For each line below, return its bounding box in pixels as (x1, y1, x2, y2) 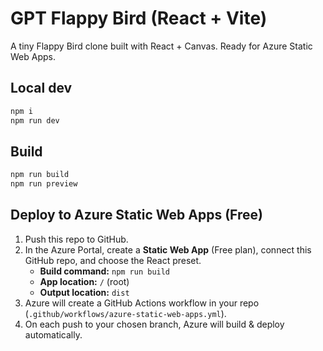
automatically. (24, 328, 83, 341)
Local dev (10, 80, 73, 97)
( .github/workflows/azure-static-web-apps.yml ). (24, 307, 227, 319)
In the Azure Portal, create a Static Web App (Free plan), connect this (24, 243, 312, 256)
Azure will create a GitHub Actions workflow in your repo (24, 297, 260, 309)
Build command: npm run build (39, 265, 171, 277)
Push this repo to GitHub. (24, 233, 129, 245)
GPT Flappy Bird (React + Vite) (10, 7, 268, 30)
